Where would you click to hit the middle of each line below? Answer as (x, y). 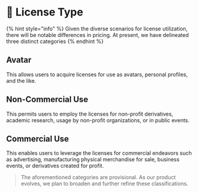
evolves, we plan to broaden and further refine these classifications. (104, 183)
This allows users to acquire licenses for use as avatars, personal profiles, (97, 74)
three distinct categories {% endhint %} (55, 41)
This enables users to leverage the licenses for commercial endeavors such (99, 153)
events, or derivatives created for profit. (55, 166)
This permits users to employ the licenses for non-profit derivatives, (90, 114)
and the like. (21, 80)
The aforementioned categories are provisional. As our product (98, 178)
